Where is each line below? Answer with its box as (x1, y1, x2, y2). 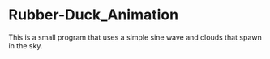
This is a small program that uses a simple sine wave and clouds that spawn (8, 32, 262, 42)
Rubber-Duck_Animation (8, 6, 179, 24)
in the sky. (8, 40, 43, 50)
